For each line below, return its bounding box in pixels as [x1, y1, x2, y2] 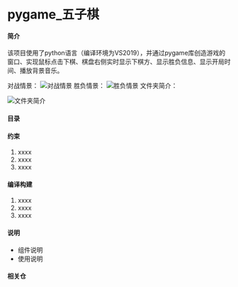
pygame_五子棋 [7, 6, 100, 23]
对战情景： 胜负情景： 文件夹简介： [7, 81, 178, 90]
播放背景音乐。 [19, 67, 64, 75]
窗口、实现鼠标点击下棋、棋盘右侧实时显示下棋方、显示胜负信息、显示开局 [7, 57, 225, 66]
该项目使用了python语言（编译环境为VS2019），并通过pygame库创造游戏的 [7, 49, 226, 57]
